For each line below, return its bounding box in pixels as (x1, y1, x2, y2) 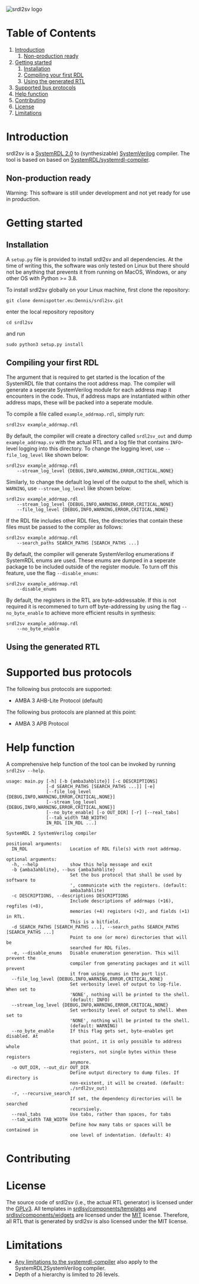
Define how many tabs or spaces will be (70, 1122, 171, 1128)
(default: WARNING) (70, 1023, 118, 1029)
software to (6, 877, 36, 883)
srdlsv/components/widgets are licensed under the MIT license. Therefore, (6, 1211, 189, 1219)
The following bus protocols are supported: (6, 685, 112, 692)
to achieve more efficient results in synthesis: (45, 609, 156, 616)
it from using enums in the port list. (70, 971, 169, 977)
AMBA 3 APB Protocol (14, 720, 70, 727)
